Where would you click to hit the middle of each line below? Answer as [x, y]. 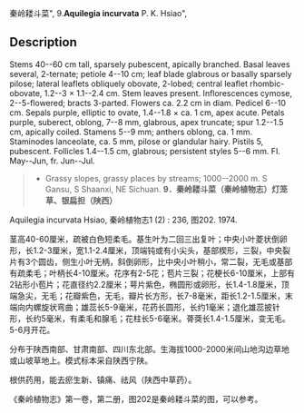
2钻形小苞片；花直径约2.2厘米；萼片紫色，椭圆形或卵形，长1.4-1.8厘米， [145, 284]
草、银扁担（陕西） [81, 200]
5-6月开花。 [32, 329]
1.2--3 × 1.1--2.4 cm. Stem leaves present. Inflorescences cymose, [168, 93]
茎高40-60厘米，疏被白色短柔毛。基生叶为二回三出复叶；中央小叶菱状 [141, 239]
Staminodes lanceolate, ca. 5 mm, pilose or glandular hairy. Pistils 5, [137, 141]
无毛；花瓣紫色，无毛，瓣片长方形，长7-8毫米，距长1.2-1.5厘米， [163, 295]
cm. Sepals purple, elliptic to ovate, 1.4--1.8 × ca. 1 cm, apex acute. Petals [147, 113]
